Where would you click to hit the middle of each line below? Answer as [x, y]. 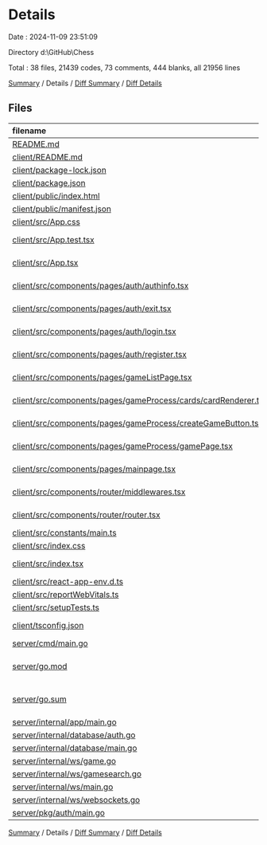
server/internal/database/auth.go [74, 735]
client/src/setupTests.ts [56, 607]
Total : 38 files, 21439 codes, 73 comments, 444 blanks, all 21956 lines [124, 67]
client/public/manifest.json [62, 209]
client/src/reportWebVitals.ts [66, 594]
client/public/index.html [56, 195]
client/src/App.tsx [45, 262]
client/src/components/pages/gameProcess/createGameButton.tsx [138, 422]
